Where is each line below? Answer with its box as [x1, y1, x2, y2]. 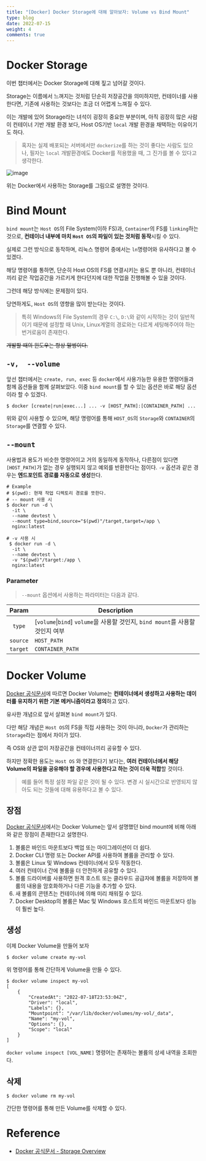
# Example [6, 483, 32, 490]
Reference [6, 1127, 60, 1140]
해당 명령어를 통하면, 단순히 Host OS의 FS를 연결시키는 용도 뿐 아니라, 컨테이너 [6, 267, 196, 273]
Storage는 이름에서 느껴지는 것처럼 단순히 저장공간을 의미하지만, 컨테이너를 [6, 93, 187, 100]
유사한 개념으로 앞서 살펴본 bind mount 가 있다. [6, 710, 118, 717]
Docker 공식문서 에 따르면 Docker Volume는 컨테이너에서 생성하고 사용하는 [6, 689, 186, 697]
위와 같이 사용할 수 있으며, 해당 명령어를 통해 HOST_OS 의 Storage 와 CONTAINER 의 [6, 414, 195, 421]
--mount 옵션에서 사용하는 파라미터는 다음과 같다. [21, 591, 139, 598]
